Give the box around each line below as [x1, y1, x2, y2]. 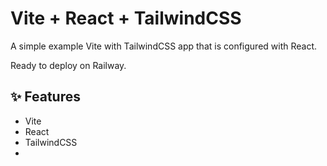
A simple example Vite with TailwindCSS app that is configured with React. [10, 40, 318, 52]
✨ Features [10, 88, 81, 106]
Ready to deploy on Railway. [10, 59, 127, 71]
